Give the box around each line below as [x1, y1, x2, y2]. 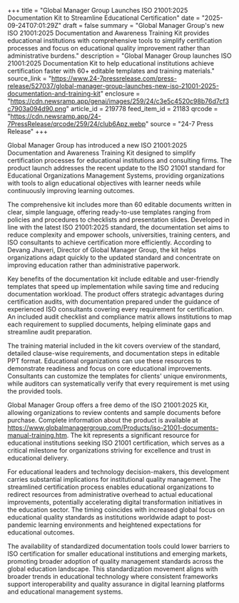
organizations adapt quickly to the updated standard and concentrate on [7, 253, 220, 262]
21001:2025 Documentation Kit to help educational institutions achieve [7, 59, 214, 67]
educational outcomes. [7, 528, 75, 537]
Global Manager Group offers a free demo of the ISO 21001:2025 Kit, [7, 401, 209, 409]
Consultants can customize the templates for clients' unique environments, [7, 372, 228, 380]
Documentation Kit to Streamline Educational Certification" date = [7, 14, 200, 22]
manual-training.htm [7, 431, 68, 439]
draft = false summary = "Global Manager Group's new [63, 21, 225, 29]
